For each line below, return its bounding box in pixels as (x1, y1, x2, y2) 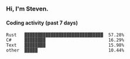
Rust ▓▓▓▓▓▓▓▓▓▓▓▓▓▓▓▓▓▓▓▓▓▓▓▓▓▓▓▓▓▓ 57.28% (6, 32, 125, 38)
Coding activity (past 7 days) (6, 19, 78, 26)
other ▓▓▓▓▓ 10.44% (6, 47, 125, 54)
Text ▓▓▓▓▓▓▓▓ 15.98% (6, 43, 125, 48)
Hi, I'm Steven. (6, 5, 49, 13)
